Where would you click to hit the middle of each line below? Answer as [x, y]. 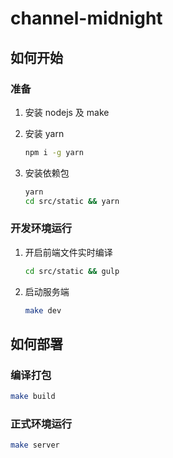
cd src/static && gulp [72, 271]
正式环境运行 [41, 424]
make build [33, 397]
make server [35, 445]
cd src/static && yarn [72, 201]
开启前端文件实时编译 [68, 252]
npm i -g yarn [54, 152]
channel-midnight [86, 18]
